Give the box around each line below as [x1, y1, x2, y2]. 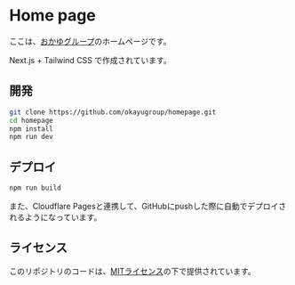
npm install [9, 124, 53, 134]
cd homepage [9, 116, 53, 125]
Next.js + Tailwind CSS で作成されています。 [9, 54, 171, 65]
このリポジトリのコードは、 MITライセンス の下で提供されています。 [9, 265, 256, 276]
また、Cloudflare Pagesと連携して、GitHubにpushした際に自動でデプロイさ [9, 200, 287, 211]
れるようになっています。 [9, 211, 102, 223]
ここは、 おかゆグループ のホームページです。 [9, 36, 171, 46]
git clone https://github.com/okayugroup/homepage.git [9, 108, 217, 117]
